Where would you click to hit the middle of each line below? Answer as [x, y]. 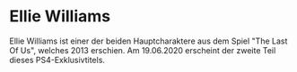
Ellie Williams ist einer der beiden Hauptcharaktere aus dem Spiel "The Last [148, 41]
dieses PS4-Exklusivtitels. [57, 60]
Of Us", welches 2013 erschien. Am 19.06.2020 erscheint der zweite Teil [143, 50]
